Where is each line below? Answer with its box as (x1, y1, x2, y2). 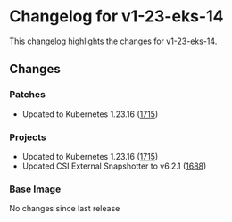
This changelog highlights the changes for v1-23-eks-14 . (9, 36, 218, 46)
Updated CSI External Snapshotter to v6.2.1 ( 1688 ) (21, 160, 207, 171)
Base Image (9, 183, 62, 195)
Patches (9, 88, 46, 101)
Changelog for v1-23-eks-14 (9, 6, 224, 27)
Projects (9, 131, 46, 144)
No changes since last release (9, 203, 120, 214)
